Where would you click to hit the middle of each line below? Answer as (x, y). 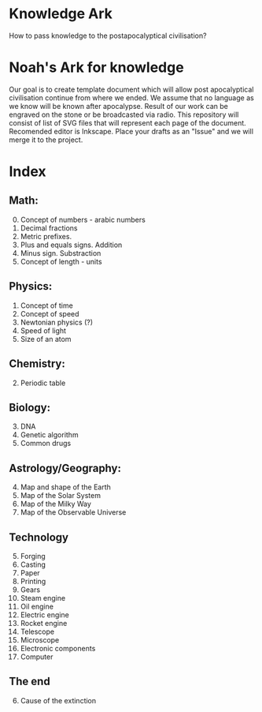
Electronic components (58, 648)
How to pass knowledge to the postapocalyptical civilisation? (108, 36)
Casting (33, 564)
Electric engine (44, 615)
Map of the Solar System (61, 496)
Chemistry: (37, 364)
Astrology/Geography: (65, 468)
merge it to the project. (46, 140)
